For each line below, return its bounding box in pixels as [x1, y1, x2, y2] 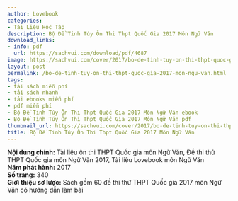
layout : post [7, 63, 46, 70]
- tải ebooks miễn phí [7, 96, 74, 103]
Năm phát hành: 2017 [7, 163, 71, 172]
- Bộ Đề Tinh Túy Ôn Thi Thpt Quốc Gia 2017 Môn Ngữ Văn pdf [7, 115, 192, 122]
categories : [7, 17, 42, 24]
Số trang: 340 [7, 171, 49, 179]
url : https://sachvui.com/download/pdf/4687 [13, 50, 147, 57]
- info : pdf [7, 43, 42, 50]
